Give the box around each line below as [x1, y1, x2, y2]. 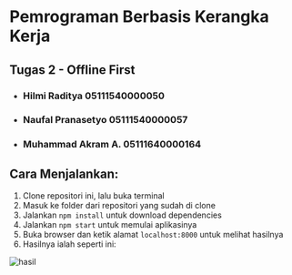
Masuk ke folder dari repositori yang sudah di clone [22, 200, 216, 211]
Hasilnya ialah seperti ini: [22, 239, 116, 250]
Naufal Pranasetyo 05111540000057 [22, 114, 188, 127]
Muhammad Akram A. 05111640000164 [22, 138, 202, 151]
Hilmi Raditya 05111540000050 [22, 89, 166, 102]
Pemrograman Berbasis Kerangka [9, 6, 270, 27]
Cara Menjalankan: [9, 166, 119, 181]
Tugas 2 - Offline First [9, 62, 136, 77]
